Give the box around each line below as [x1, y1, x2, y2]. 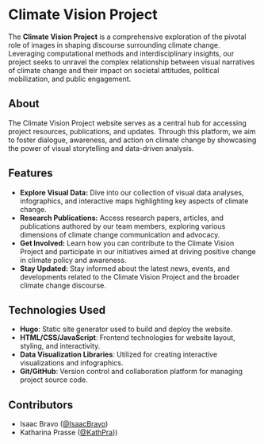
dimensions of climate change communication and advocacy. [19, 230, 220, 239]
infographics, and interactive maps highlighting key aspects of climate [19, 196, 249, 206]
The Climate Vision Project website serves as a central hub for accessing [8, 118, 247, 128]
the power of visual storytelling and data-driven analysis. [8, 143, 194, 153]
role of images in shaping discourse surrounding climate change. [8, 40, 220, 49]
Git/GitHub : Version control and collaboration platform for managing [19, 367, 243, 376]
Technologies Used [8, 303, 105, 317]
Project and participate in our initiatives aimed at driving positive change [19, 246, 256, 256]
